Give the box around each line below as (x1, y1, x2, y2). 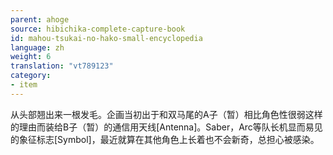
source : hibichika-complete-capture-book (10, 24, 186, 34)
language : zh (10, 42, 65, 53)
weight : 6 (10, 52, 52, 62)
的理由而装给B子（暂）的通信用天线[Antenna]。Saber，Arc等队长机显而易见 (10, 121, 323, 133)
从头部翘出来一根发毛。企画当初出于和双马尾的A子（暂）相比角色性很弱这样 (10, 108, 323, 120)
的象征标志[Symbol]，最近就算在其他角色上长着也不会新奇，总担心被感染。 (10, 133, 320, 145)
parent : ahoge (10, 14, 70, 25)
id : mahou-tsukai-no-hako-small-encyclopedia (10, 33, 203, 43)
